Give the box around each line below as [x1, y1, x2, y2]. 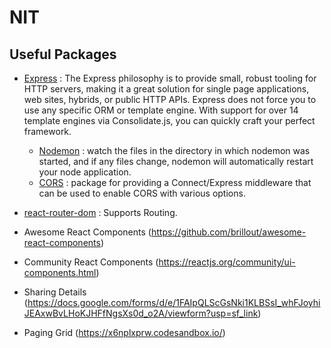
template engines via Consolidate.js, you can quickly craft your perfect [23, 115, 316, 126]
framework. [23, 126, 72, 137]
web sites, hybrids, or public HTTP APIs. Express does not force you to [23, 94, 317, 105]
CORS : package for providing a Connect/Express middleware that [38, 177, 312, 188]
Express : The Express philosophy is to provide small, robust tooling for [23, 72, 317, 84]
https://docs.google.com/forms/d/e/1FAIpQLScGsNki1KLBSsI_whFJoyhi [27, 297, 321, 308]
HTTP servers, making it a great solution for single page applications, [23, 83, 310, 95]
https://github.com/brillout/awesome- [150, 226, 307, 238]
